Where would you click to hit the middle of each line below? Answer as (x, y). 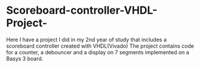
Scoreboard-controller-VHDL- (82, 10)
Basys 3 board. (25, 58)
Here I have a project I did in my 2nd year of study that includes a (87, 39)
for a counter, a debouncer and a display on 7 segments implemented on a (98, 52)
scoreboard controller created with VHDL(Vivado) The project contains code (100, 46)
